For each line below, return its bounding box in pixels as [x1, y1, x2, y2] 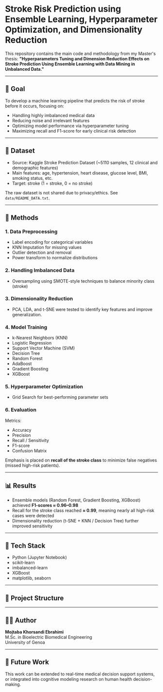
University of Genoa [5, 639, 45, 645]
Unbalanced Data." [5, 66, 44, 72]
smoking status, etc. [12, 175, 53, 181]
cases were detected [12, 513, 54, 519]
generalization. [12, 311, 42, 317]
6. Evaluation [5, 406, 36, 413]
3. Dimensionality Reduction [5, 295, 73, 302]
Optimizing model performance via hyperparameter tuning [12, 123, 129, 129]
